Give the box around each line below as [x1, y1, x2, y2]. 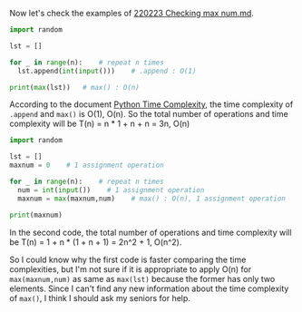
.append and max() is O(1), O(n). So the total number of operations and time [9, 109, 288, 120]
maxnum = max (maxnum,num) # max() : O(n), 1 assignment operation [17, 194, 286, 203]
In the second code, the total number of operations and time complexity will [9, 227, 292, 238]
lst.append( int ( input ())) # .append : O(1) [17, 66, 197, 75]
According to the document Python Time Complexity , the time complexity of [9, 99, 294, 110]
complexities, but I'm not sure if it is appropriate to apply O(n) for [9, 263, 252, 275]
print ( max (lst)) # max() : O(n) [9, 83, 141, 92]
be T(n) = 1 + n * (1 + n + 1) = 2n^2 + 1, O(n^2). [9, 236, 182, 248]
